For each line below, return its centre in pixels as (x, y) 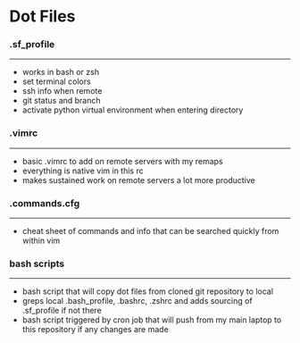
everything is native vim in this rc (83, 171)
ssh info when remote (62, 91)
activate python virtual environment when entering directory (133, 110)
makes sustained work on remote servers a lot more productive (139, 180)
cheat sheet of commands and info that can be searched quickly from (150, 231)
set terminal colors (56, 81)
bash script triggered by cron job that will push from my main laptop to (152, 320)
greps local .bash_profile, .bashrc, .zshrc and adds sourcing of (137, 301)
